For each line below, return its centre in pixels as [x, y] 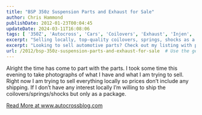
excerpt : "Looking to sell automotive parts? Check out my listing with [99, 46]
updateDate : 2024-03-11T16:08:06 [48, 29]
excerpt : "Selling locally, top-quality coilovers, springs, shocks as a [101, 40]
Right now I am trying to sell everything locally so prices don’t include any [97, 81]
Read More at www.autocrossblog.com [55, 105]
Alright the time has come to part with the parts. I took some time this [92, 68]
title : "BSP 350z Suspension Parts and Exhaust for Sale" [80, 12]
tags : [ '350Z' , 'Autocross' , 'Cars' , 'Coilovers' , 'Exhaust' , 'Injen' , [99, 34]
